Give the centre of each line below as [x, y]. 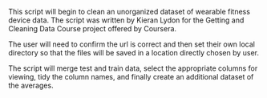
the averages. [31, 85]
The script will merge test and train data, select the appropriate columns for [133, 68]
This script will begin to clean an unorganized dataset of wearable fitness [129, 12]
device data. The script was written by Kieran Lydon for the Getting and [126, 20]
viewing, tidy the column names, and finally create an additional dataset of [131, 77]
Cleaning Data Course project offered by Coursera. [93, 29]
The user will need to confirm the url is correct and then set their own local [131, 44]
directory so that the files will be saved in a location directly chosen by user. [133, 53]
